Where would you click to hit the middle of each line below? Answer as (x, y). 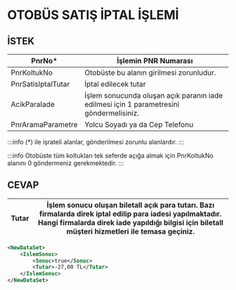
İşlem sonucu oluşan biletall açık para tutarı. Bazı (131, 205)
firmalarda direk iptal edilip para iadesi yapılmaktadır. (131, 213)
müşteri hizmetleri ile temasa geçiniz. (131, 231)
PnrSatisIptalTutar (40, 84)
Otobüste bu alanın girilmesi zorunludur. (150, 72)
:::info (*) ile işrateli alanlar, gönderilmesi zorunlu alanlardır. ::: (96, 142)
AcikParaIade (33, 104)
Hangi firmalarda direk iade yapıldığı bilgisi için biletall (130, 222)
